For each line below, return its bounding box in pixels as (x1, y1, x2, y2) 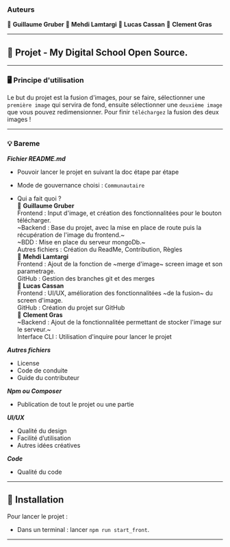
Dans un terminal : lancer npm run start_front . (16, 525, 149, 533)
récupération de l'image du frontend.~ (16, 231, 125, 239)
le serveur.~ (16, 325, 51, 333)
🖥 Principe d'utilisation (7, 75, 84, 85)
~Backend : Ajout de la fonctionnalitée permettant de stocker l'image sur (16, 318, 222, 326)
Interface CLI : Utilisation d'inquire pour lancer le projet (16, 332, 172, 340)
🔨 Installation (7, 494, 64, 506)
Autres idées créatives (16, 441, 81, 449)
